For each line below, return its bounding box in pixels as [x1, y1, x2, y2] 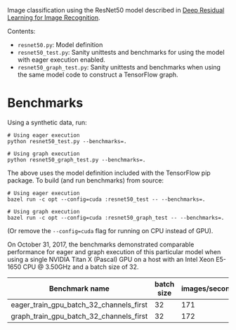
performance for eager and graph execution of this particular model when [7, 247, 221, 256]
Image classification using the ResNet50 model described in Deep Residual [7, 6, 225, 14]
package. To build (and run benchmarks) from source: [7, 176, 164, 185]
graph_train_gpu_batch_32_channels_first [11, 311, 148, 321]
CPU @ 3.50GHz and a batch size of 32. [22, 263, 139, 271]
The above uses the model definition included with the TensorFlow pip [7, 169, 211, 177]
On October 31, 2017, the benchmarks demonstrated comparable [7, 240, 195, 249]
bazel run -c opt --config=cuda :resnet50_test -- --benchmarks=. [7, 196, 206, 203]
